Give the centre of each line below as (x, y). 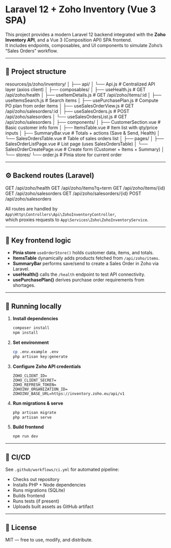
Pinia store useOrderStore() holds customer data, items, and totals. (83, 253)
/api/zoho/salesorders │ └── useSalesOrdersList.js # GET (66, 117)
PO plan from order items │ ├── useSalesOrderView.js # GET (69, 105)
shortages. (24, 286)
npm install (25, 333)
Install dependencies (35, 319)
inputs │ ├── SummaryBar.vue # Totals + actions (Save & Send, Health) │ (83, 133)
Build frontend (28, 427)
